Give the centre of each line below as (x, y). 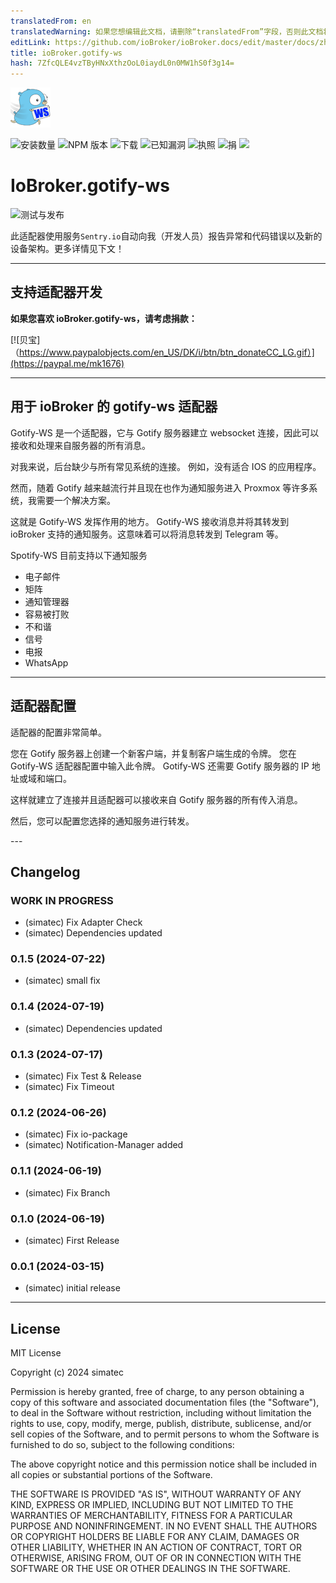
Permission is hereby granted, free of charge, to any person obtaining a (157, 1392)
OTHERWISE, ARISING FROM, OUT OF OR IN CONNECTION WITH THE (156, 1558)
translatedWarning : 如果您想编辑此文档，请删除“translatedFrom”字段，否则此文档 (167, 31)
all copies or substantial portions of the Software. (111, 1475)
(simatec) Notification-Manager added (104, 1145)
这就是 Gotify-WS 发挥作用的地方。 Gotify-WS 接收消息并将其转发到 (150, 521)
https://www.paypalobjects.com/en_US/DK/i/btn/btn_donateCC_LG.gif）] (167, 352)
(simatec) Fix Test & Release (83, 1076)
